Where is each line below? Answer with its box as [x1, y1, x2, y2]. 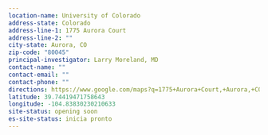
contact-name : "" [8, 64, 66, 71]
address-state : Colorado [8, 19, 91, 27]
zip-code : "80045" [8, 48, 69, 56]
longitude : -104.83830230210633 [8, 100, 116, 108]
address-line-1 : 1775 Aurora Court [8, 26, 127, 34]
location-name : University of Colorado [8, 11, 141, 20]
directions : [8, 85, 48, 94]
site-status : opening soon [8, 108, 98, 116]
